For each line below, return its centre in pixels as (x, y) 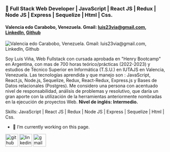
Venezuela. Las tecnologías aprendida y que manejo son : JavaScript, (78, 75)
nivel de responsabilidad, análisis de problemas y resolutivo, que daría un (82, 91)
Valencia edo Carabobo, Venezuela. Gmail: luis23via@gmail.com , (76, 27)
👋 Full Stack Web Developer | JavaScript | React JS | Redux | (81, 9)
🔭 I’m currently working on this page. (51, 127)
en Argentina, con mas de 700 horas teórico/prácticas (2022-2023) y (78, 64)
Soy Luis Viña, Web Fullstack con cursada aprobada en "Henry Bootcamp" (83, 59)
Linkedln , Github (23, 32)
